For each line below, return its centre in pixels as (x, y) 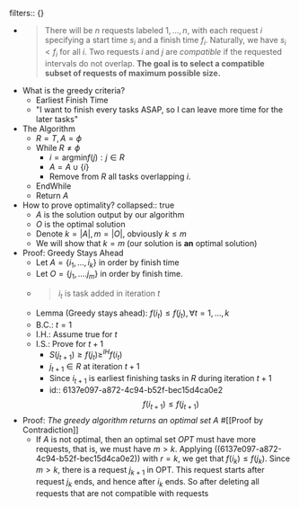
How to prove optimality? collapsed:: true (98, 205)
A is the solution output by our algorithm (110, 214)
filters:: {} (27, 13)
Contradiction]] (50, 430)
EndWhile (53, 186)
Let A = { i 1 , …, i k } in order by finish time (107, 263)
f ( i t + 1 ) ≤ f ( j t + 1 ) (171, 405)
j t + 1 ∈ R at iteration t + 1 (95, 368)
